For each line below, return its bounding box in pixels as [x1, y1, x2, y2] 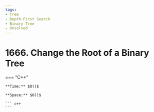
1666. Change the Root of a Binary [5, 47, 149, 59]
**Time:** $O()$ [5, 84, 39, 89]
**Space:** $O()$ [5, 93, 41, 98]
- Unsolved [5, 26, 28, 31]
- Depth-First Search [5, 16, 50, 21]
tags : [5, 7, 16, 12]
